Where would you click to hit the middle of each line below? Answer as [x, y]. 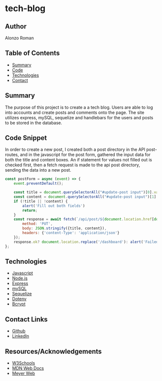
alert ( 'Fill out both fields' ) [54, 206]
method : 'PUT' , [38, 224]
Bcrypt [19, 304]
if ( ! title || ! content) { [41, 201]
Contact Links [27, 319]
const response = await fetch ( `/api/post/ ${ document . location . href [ [84, 219]
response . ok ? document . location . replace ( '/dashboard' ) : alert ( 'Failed [86, 242]
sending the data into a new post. [38, 170]
